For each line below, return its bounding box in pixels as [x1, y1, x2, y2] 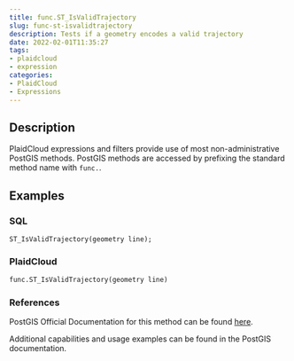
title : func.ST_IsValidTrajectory [9, 12, 137, 22]
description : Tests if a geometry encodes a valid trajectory [9, 29, 244, 38]
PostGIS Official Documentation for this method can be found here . [9, 317, 254, 327]
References [9, 296, 60, 309]
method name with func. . [9, 162, 102, 173]
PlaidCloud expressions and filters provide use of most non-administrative [9, 144, 280, 154]
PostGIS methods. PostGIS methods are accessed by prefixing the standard [9, 153, 285, 164]
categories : [9, 71, 53, 80]
